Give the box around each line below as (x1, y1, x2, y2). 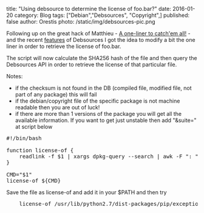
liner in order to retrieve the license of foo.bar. (6, 42, 121, 50)
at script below (15, 123, 53, 130)
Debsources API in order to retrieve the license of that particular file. (6, 61, 177, 68)
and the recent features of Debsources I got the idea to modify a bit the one (6, 36, 195, 43)
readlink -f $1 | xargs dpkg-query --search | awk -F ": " (19, 153, 199, 160)
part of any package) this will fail (15, 91, 97, 98)
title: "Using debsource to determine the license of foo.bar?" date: (6, 5, 172, 12)
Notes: (6, 73, 23, 79)
